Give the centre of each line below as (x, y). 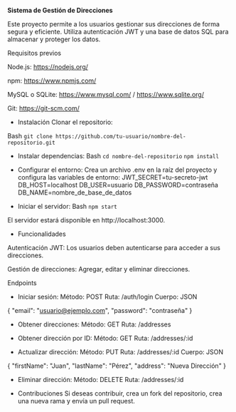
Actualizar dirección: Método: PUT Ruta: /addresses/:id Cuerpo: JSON (120, 352)
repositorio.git (31, 143)
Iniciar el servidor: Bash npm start (67, 206)
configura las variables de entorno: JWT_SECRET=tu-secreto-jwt (113, 177)
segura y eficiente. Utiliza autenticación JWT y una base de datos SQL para (118, 32)
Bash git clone (30, 136)
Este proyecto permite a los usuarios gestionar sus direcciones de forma (114, 24)
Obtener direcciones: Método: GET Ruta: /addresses (94, 324)
